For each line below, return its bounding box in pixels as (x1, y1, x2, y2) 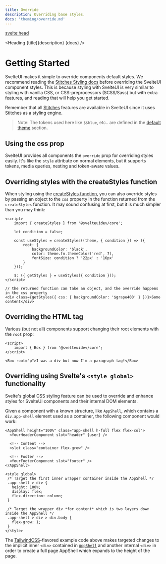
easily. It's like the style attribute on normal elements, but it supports (5, 158, 146, 164)
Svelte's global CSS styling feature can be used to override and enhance (5, 393, 154, 399)
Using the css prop (5, 139, 64, 147)
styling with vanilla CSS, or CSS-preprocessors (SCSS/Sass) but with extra (5, 90, 158, 96)
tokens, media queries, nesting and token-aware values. (5, 163, 120, 169)
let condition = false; (14, 229, 63, 234)
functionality (5, 380, 46, 388)
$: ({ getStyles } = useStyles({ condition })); (14, 273, 116, 278)
